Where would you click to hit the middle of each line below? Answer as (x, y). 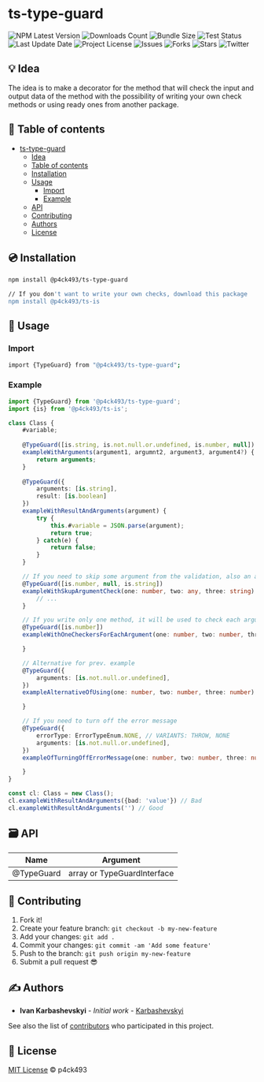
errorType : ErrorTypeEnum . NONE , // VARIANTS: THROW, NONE (133, 735)
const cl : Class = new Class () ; (61, 793)
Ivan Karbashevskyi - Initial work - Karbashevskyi (101, 1011)
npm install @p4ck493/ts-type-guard (68, 280)
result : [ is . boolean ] (72, 496)
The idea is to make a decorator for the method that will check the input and (131, 88)
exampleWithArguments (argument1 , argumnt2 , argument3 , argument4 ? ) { (139, 453)
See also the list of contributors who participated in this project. (111, 1026)
